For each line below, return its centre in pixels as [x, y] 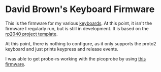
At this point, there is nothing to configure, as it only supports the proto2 [81, 43]
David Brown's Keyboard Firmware [80, 9]
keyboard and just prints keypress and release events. [62, 49]
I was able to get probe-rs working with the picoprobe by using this [76, 58]
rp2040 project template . [31, 34]
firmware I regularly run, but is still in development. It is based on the [77, 28]
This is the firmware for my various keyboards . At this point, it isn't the [79, 23]
